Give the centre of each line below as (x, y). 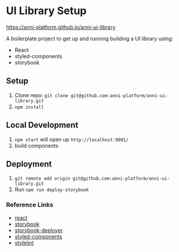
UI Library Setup (46, 11)
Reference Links (30, 205)
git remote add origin (42, 179)
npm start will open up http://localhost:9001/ (72, 139)
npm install (29, 107)
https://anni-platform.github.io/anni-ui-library (61, 27)
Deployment (29, 164)
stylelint (24, 243)
